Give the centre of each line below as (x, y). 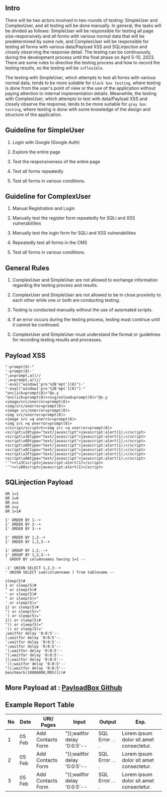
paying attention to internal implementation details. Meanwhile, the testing (81, 93)
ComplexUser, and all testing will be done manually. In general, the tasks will (83, 25)
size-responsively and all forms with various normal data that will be (75, 36)
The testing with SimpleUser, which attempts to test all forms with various (81, 77)
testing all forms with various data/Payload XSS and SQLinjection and (76, 46)
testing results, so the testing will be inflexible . (54, 68)
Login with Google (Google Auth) (46, 142)
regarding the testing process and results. (55, 285)
